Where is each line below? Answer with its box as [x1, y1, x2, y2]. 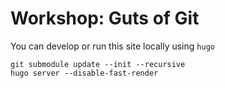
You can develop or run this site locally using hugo [10, 40, 215, 52]
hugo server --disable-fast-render [10, 68, 159, 78]
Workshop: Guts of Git [10, 7, 200, 30]
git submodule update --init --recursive [10, 59, 186, 69]
